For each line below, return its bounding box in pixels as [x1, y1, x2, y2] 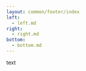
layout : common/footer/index [6, 8, 80, 15]
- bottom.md [12, 43, 42, 49]
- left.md [12, 20, 36, 26]
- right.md [12, 31, 39, 37]
